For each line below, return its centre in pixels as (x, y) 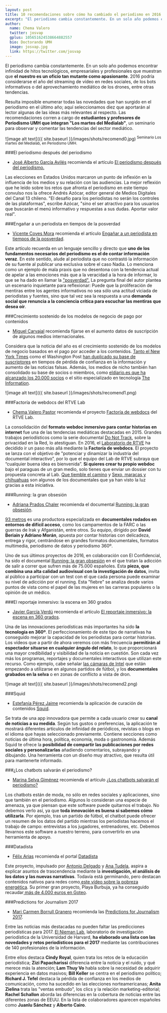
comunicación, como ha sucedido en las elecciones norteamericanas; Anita (83, 984)
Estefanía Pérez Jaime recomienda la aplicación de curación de (77, 703)
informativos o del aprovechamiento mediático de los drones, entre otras (80, 87)
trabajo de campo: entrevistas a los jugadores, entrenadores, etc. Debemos (83, 826)
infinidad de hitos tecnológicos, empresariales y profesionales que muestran (83, 71)
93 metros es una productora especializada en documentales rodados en (81, 519)
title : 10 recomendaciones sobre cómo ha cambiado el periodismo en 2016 (83, 14)
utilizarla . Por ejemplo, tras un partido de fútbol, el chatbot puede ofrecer (81, 816)
